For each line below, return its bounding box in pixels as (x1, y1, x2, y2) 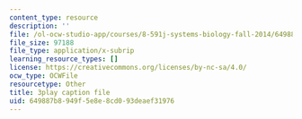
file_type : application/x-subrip (9, 47, 135, 55)
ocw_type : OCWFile (9, 72, 78, 81)
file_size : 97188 (9, 38, 75, 47)
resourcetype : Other (9, 80, 87, 89)
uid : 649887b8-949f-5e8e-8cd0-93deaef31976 (9, 96, 175, 106)
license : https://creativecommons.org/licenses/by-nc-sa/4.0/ (9, 64, 247, 72)
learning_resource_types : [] (9, 55, 119, 64)
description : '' (9, 21, 70, 30)
